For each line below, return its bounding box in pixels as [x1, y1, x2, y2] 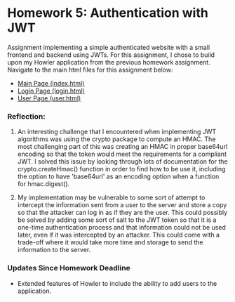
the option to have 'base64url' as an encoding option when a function [17, 172, 220, 180]
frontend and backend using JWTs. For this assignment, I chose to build [7, 51, 215, 59]
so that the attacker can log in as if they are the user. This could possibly [17, 209, 228, 217]
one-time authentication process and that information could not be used [17, 223, 226, 232]
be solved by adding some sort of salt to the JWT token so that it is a [17, 216, 217, 224]
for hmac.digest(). [17, 180, 70, 188]
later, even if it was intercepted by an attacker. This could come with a [17, 230, 220, 239]
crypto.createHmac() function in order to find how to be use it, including [17, 165, 226, 173]
